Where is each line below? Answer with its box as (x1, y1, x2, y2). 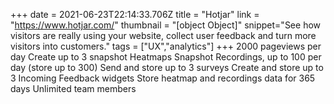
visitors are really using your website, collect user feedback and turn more (10, 30, 317, 41)
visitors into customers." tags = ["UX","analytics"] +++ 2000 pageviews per (10, 40, 322, 52)
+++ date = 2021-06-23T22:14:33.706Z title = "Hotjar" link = (10, 9, 260, 20)
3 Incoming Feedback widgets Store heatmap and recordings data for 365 (10, 72, 316, 84)
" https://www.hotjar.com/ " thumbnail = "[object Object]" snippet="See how (10, 19, 322, 31)
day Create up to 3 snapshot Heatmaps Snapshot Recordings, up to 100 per (10, 51, 322, 63)
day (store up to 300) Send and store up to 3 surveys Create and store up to (10, 62, 324, 73)
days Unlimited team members (10, 83, 137, 94)
